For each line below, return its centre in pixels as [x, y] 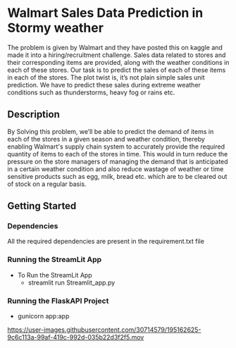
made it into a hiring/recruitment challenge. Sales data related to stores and [117, 55]
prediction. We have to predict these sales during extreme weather [104, 85]
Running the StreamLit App [55, 260]
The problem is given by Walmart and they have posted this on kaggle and [115, 47]
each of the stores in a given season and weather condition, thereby [106, 139]
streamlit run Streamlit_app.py [72, 282]
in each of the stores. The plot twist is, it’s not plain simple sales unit [106, 77]
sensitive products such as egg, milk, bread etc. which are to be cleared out [117, 176]
